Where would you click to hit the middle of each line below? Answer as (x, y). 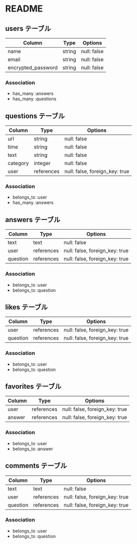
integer (42, 163)
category (18, 163)
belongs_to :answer (33, 449)
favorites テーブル (33, 387)
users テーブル (28, 28)
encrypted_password (33, 67)
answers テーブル (33, 219)
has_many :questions (34, 99)
